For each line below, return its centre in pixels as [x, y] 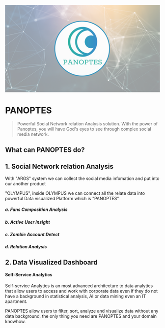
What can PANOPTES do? [45, 150]
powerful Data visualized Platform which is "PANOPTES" [62, 198]
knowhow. [15, 321]
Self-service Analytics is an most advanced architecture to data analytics [79, 286]
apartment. [16, 301]
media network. [33, 134]
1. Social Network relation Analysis [59, 166]
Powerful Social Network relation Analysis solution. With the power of [87, 124]
